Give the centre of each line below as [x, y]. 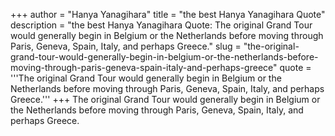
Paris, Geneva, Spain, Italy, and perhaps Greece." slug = [126, 46]
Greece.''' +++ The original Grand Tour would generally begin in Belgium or [165, 99]
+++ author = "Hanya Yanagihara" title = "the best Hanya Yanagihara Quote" [168, 14]
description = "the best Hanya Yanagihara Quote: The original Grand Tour [161, 25]
